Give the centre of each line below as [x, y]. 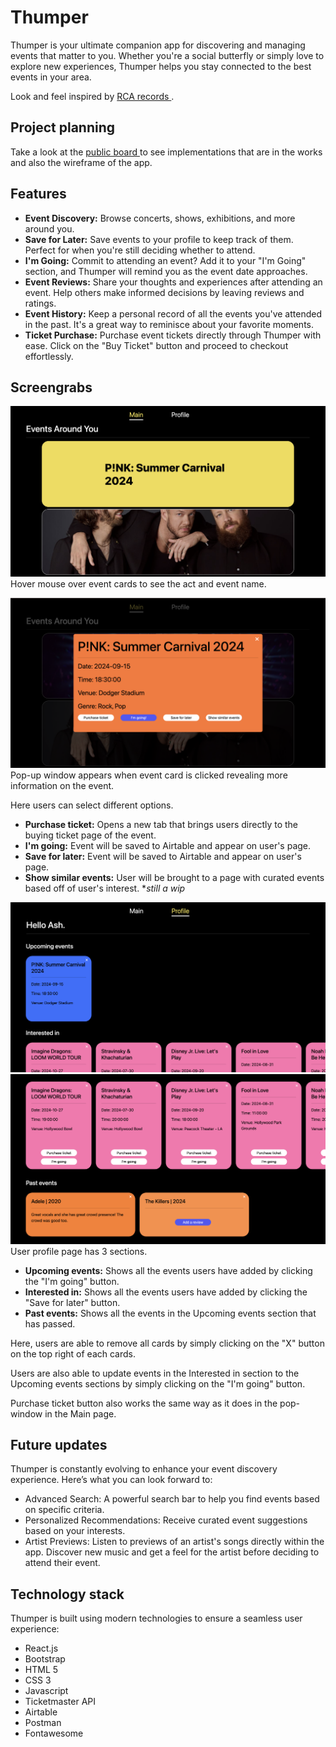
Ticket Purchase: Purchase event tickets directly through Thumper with [173, 335]
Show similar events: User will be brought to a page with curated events [174, 878]
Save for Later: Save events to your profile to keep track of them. [159, 239]
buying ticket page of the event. [90, 835]
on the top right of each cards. [73, 1353]
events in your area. [51, 77]
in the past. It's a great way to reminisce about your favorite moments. [169, 324]
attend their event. [62, 1563]
